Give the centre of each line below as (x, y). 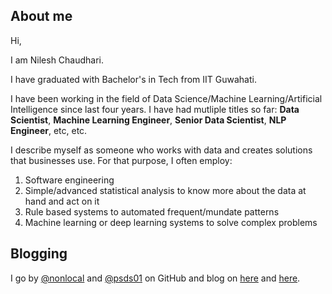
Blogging (39, 254)
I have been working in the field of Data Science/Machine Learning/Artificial (166, 98)
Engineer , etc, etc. (49, 130)
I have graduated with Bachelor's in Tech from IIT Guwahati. (133, 79)
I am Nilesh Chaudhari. (57, 60)
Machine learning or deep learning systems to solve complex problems (171, 222)
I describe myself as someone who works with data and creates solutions (161, 150)
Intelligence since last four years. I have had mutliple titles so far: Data (155, 109)
